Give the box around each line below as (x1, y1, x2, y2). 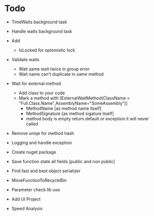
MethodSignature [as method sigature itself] (26, 110, 114, 116)
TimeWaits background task (11, 19, 67, 25)
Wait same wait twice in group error (18, 66, 90, 72)
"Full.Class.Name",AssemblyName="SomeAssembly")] (18, 100, 127, 106)
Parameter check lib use (11, 186, 60, 192)
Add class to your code (18, 90, 65, 96)
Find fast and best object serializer (11, 168, 81, 174)
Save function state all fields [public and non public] (11, 158, 115, 164)
